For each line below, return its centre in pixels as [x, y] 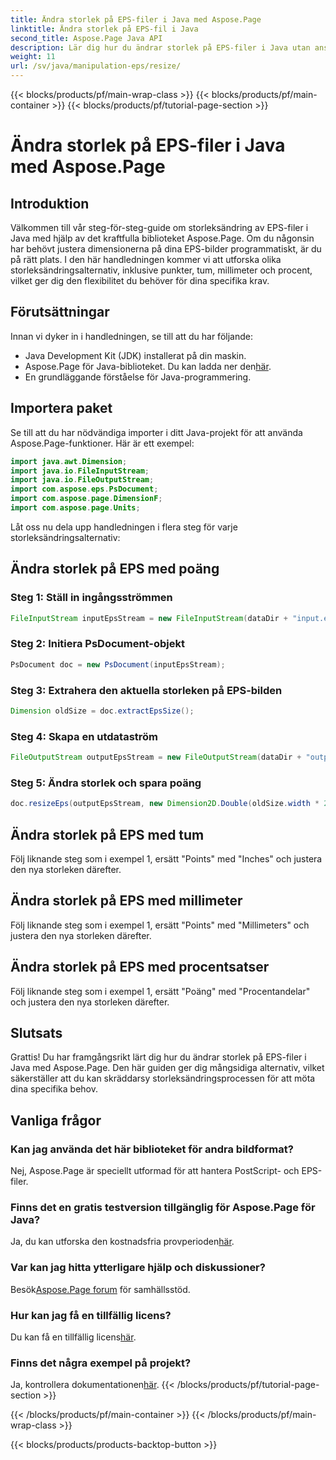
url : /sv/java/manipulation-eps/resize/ [96, 66]
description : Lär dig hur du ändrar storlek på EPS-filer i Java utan [160, 47]
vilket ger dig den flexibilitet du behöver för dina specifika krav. [140, 280]
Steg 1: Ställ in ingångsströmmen [91, 598]
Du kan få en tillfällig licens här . [73, 1337]
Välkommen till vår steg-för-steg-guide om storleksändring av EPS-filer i [159, 227]
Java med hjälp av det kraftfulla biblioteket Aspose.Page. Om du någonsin [162, 238]
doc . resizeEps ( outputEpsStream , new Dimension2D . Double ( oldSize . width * [165, 804]
